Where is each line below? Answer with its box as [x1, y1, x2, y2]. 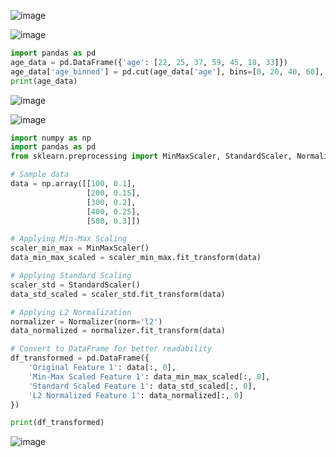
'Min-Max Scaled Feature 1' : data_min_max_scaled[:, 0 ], [28, 371, 271, 382]
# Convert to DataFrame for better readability [10, 344, 213, 354]
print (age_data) [10, 76, 78, 86]
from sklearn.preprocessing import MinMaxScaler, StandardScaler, [10, 151, 293, 162]
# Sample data [10, 170, 70, 180]
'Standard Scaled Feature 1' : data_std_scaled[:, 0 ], [28, 381, 257, 391]
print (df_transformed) [10, 418, 105, 428]
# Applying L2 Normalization [10, 307, 132, 317]
